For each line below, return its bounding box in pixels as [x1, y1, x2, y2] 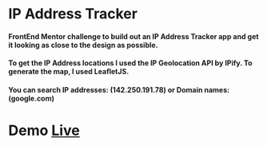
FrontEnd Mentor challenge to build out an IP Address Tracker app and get [8, 31, 259, 41]
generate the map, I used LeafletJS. [8, 67, 130, 77]
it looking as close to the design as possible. [8, 40, 158, 49]
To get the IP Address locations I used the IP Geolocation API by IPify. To [8, 58, 253, 68]
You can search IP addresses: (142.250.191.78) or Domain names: [8, 85, 230, 94]
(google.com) [8, 93, 54, 103]
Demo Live [8, 121, 80, 140]
